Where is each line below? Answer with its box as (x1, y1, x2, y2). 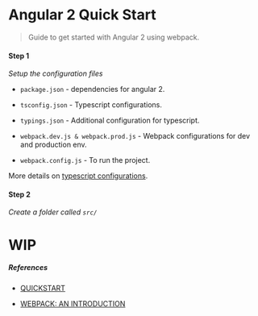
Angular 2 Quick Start (8, 6, 156, 24)
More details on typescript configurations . (8, 171, 148, 181)
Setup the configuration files (8, 69, 103, 78)
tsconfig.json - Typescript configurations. (19, 100, 163, 110)
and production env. (19, 139, 87, 150)
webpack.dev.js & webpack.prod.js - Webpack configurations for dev (19, 131, 251, 141)
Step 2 (8, 189, 31, 199)
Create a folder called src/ (8, 207, 98, 217)
